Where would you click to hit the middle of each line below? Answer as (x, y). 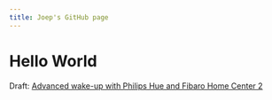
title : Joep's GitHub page (59, 17)
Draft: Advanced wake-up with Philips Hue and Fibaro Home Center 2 (136, 86)
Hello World (53, 61)
